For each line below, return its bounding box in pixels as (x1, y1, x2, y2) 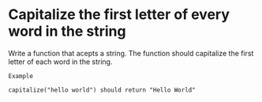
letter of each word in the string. (8, 57, 113, 66)
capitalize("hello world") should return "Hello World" (8, 85, 196, 94)
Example (8, 72, 34, 80)
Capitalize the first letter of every (8, 6, 230, 24)
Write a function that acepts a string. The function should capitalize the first (8, 48, 254, 58)
